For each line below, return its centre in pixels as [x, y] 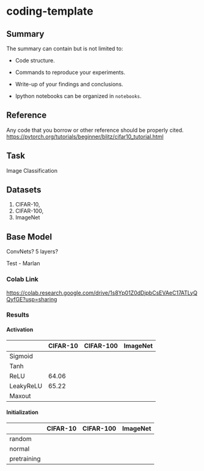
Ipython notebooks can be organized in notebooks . [78, 96]
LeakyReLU [26, 386]
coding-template [50, 11]
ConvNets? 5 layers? [32, 252]
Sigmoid [21, 356]
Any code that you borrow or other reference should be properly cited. [95, 130]
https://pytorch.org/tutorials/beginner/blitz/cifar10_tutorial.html [85, 137]
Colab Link [22, 279]
